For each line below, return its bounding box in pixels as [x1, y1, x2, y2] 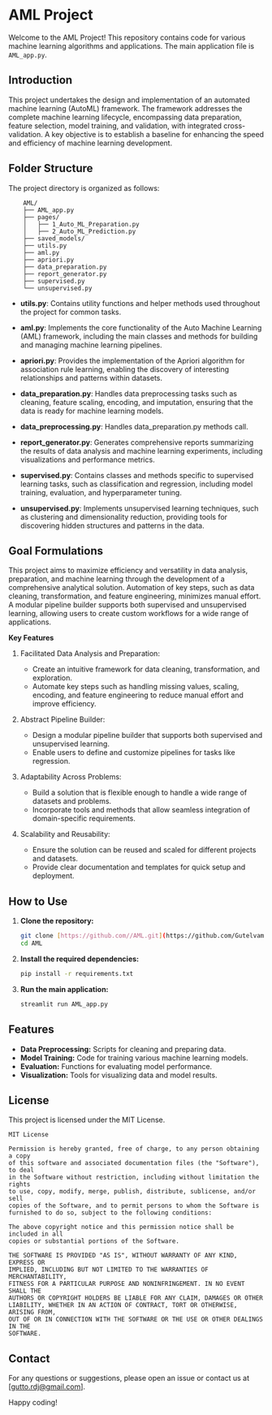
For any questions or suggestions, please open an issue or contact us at [8, 1374, 250, 1383]
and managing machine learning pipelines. [19, 339, 162, 350]
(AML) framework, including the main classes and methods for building [19, 331, 258, 341]
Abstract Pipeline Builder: [19, 714, 106, 724]
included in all [8, 1230, 63, 1239]
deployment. [32, 871, 75, 881]
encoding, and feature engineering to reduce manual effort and [32, 690, 244, 700]
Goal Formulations [8, 544, 104, 558]
